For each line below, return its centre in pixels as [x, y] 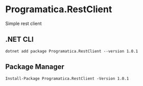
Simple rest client [23, 23]
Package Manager [35, 67]
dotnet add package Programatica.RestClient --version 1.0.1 [72, 51]
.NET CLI [20, 39]
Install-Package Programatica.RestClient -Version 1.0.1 [67, 78]
